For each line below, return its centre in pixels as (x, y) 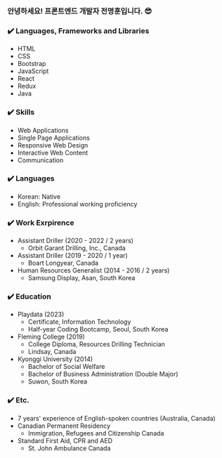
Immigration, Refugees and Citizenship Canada (96, 433)
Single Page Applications (53, 138)
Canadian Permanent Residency (64, 426)
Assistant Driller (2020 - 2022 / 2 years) (75, 241)
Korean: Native (39, 196)
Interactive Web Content (53, 152)
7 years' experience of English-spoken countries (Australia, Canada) (116, 418)
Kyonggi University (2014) (55, 359)
